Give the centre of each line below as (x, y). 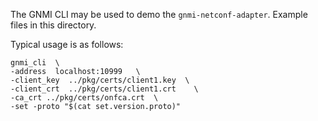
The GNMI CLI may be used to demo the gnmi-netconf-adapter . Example (159, 14)
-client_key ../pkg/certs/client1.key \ (100, 80)
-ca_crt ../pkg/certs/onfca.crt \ (84, 98)
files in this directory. (53, 25)
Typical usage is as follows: (67, 44)
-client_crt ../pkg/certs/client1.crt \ (104, 89)
